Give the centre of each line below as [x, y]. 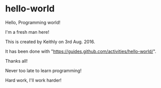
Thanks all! [17, 61]
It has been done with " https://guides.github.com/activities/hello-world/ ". [81, 51]
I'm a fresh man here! [27, 32]
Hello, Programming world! [33, 22]
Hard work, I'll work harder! [33, 80]
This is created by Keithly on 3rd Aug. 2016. [50, 42]
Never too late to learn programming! [43, 71]
